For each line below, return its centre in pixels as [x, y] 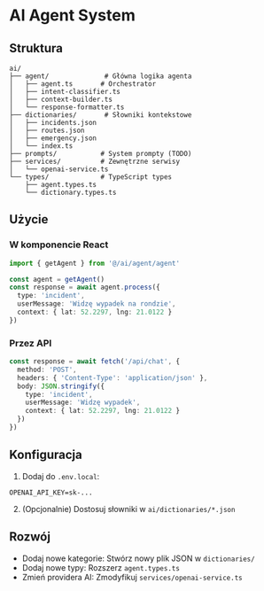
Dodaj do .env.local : [61, 476]
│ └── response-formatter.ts [67, 107]
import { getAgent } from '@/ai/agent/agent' [94, 263]
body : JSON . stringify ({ [61, 386]
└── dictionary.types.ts [71, 192]
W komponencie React [59, 245]
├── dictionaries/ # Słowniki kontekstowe [101, 115]
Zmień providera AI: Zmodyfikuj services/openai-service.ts [132, 577]
